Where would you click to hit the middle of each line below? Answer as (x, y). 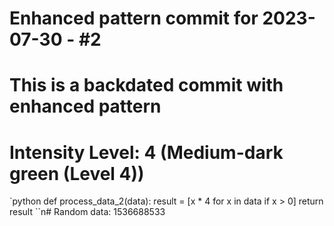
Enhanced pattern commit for (134, 18)
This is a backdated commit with (146, 85)
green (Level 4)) (77, 173)
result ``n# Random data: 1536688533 (87, 212)
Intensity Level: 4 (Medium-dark (146, 152)
